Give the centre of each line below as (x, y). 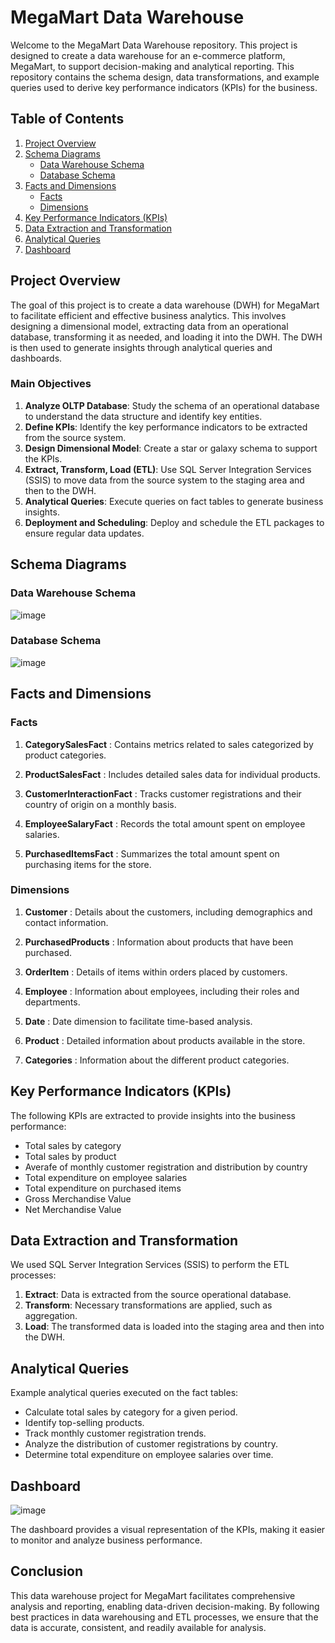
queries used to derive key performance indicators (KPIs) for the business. (164, 87)
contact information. (66, 922)
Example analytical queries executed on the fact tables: (124, 1393)
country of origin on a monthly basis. (100, 804)
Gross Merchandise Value (78, 1198)
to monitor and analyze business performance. (106, 1540)
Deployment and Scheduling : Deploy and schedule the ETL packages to (174, 522)
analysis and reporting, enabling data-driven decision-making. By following (165, 1606)
